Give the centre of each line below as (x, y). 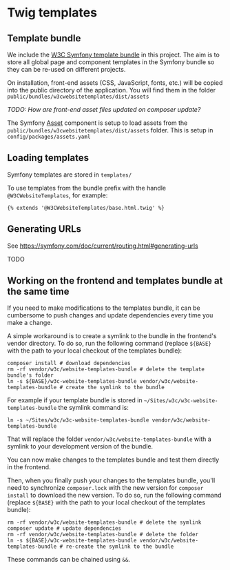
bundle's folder (30, 375)
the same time (38, 292)
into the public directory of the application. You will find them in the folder (111, 90)
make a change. (30, 323)
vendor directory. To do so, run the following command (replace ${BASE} (109, 344)
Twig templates (52, 13)
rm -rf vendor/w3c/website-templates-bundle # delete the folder (103, 535)
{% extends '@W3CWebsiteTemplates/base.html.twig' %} (86, 208)
